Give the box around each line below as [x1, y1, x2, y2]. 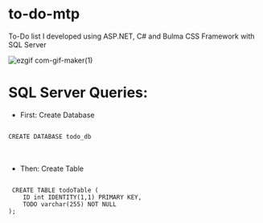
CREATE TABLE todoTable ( [11, 186, 99, 194]
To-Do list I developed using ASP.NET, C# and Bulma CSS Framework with [8, 31, 255, 41]
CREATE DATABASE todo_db [8, 132, 92, 140]
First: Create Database [19, 110, 95, 120]
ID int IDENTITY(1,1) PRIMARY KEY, [23, 193, 142, 201]
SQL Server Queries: [8, 83, 149, 102]
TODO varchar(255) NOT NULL [23, 200, 117, 209]
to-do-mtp [8, 5, 80, 23]
